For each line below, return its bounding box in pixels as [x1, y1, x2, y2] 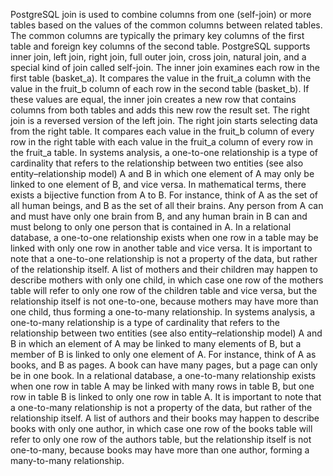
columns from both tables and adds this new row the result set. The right [10, 104, 310, 116]
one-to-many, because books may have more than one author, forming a [10, 444, 310, 456]
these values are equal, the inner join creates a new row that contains [10, 94, 297, 105]
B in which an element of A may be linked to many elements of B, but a [10, 338, 302, 349]
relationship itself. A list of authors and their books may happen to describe [10, 412, 320, 424]
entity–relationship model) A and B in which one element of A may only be [10, 168, 315, 179]
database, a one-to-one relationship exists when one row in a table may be [10, 232, 319, 243]
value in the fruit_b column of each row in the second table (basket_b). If [10, 83, 310, 94]
